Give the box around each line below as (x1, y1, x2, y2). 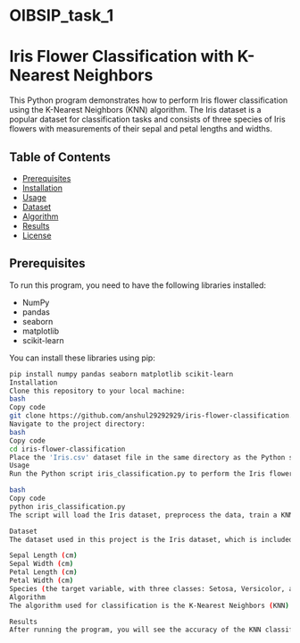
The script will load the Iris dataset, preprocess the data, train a (9, 511, 278, 520)
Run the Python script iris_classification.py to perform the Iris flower (9, 470, 294, 478)
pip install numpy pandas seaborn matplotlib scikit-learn (9, 369, 234, 378)
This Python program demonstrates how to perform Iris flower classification (9, 95, 288, 106)
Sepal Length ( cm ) (9, 551, 78, 560)
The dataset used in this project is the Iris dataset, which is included (9, 535, 294, 544)
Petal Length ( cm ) (9, 568, 78, 577)
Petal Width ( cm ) (9, 576, 74, 585)
